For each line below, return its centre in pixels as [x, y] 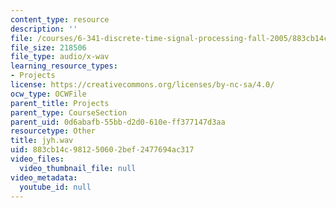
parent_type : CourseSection [69, 112]
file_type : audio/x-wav [60, 57]
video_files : [37, 159]
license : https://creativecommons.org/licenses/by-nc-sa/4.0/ [142, 85]
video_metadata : [44, 177]
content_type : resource [60, 19]
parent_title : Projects [60, 103]
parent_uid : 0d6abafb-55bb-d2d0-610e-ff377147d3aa [118, 122]
